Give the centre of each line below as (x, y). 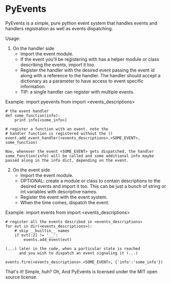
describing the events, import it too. (58, 64)
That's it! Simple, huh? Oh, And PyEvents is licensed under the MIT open (81, 271)
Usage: (13, 38)
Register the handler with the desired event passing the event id (87, 70)
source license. (21, 277)
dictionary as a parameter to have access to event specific (82, 81)
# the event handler (27, 111)
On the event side (31, 170)
